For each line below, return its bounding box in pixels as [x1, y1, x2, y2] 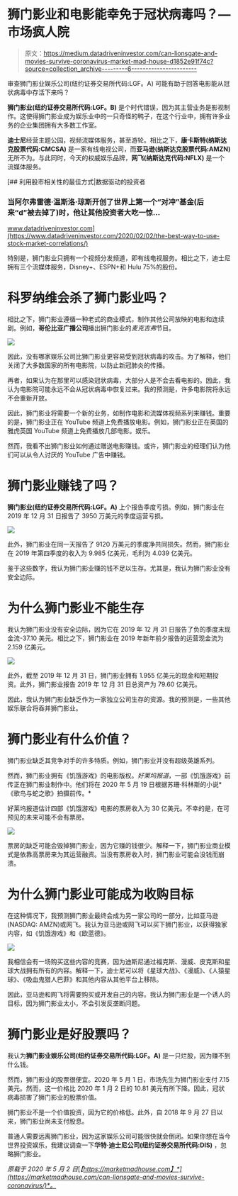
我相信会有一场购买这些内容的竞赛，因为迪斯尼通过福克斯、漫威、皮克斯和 [7, 957, 225, 966]
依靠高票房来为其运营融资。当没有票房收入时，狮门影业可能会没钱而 [19, 850, 218, 859]
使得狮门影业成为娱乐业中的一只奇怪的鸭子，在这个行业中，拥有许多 [25, 111, 225, 121]
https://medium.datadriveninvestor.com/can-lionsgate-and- [43, 49, 218, 57]
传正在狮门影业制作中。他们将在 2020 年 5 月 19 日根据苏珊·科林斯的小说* [7, 780, 222, 788]
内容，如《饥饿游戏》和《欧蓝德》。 [7, 929, 110, 937]
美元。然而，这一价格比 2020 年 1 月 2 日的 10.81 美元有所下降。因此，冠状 [7, 1084, 225, 1092]
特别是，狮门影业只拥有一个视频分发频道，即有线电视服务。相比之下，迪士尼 [7, 254, 231, 262]
